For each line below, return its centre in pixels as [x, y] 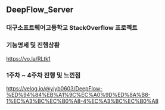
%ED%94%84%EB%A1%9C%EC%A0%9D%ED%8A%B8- [78, 95]
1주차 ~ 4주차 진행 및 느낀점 [43, 75]
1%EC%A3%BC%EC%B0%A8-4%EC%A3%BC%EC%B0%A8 [82, 101]
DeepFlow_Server [40, 10]
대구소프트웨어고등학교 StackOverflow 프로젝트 [72, 28]
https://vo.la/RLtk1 [28, 58]
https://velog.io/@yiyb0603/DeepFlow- [55, 88]
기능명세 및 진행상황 [33, 45]
